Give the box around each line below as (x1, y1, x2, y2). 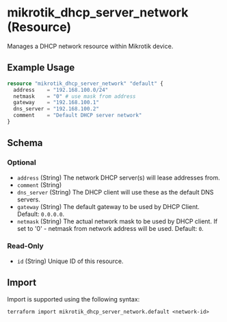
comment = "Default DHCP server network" (13, 112, 142, 119)
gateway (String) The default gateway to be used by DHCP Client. (16, 202, 200, 210)
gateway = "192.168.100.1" (13, 99, 99, 106)
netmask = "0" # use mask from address (13, 92, 136, 100)
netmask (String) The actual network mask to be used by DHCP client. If (16, 217, 217, 225)
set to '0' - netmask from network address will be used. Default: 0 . (16, 224, 204, 232)
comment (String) (16, 180, 62, 189)
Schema (7, 137, 43, 149)
